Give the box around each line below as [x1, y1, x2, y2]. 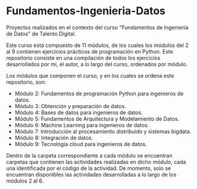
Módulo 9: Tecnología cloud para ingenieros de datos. [14, 140, 147, 147]
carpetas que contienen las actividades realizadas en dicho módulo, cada [6, 158, 186, 165]
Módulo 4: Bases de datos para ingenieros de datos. [14, 109, 143, 116]
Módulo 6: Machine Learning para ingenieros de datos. [14, 121, 150, 128]
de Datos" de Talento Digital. [6, 30, 76, 37]
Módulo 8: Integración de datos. [14, 134, 93, 141]
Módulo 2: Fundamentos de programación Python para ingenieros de [14, 90, 184, 97]
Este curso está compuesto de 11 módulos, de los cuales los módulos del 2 [6, 42, 189, 49]
